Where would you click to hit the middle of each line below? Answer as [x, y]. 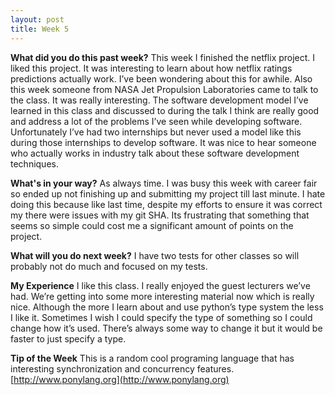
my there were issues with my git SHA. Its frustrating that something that [160, 215]
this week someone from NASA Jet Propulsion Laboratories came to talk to [164, 89]
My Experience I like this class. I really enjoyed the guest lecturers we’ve [160, 285]
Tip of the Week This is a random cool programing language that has [152, 358]
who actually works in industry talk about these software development [155, 153]
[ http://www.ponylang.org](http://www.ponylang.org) [120, 379]
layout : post [37, 19]
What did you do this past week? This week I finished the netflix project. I [163, 57]
